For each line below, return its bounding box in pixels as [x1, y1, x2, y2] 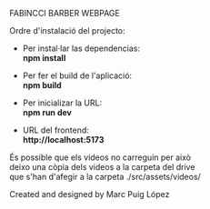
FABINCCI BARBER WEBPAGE [9, 8, 120, 18]
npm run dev [22, 107, 73, 117]
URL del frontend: [22, 124, 89, 135]
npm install [22, 53, 66, 63]
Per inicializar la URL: [22, 97, 103, 108]
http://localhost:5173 [22, 134, 105, 144]
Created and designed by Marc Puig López [9, 189, 170, 199]
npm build [22, 80, 62, 90]
